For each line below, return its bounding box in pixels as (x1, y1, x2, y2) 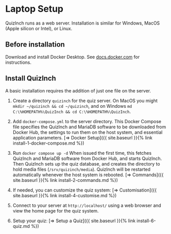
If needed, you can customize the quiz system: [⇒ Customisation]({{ (12, 187, 157, 193)
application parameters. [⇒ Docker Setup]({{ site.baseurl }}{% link (12, 134, 153, 141)
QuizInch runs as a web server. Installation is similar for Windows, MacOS (5, 20, 160, 26)
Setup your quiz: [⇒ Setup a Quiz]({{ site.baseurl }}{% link (12, 218, 136, 224)
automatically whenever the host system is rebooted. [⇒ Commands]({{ (12, 172, 164, 178)
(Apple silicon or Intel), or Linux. (5, 25, 72, 31)
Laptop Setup (5, 3, 64, 15)
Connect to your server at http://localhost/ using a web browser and (12, 202, 162, 208)
